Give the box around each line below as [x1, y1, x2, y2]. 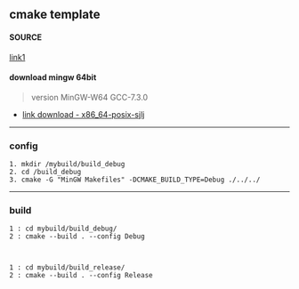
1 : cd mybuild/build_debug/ [9, 224, 117, 234]
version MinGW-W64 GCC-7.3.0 [30, 92, 149, 102]
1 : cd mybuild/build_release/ [9, 263, 125, 272]
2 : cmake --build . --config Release [9, 271, 153, 280]
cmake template [9, 7, 101, 22]
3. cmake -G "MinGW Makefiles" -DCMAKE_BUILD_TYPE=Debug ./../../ [9, 175, 261, 185]
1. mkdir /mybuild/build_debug [9, 160, 125, 169]
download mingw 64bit [9, 72, 97, 83]
